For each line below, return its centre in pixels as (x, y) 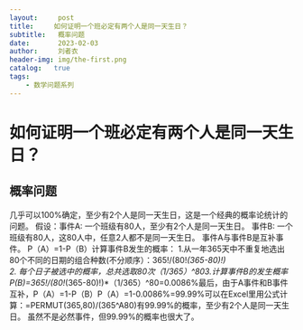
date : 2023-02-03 (54, 43)
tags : (19, 77)
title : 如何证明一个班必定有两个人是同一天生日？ (99, 26)
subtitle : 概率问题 (47, 34)
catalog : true (40, 69)
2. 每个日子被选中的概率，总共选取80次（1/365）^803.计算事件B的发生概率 (149, 271)
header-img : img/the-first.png (68, 60)
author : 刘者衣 (44, 52)
